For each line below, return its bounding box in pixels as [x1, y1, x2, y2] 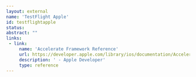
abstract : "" [6, 30, 38, 36]
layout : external [6, 8, 48, 14]
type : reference [19, 62, 59, 68]
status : [6, 24, 25, 31]
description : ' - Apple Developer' [19, 57, 106, 63]
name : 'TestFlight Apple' [6, 14, 69, 20]
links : [6, 35, 22, 41]
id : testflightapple [6, 19, 57, 25]
